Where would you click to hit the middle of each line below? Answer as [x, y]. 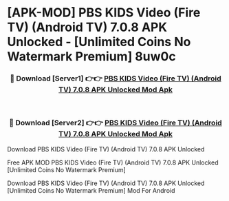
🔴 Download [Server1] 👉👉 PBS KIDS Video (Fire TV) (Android [116, 78]
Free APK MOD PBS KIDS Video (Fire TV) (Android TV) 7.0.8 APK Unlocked [113, 162]
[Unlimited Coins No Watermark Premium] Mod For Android [91, 190]
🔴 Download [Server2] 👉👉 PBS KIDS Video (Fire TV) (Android [116, 123]
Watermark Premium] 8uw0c [92, 57]
